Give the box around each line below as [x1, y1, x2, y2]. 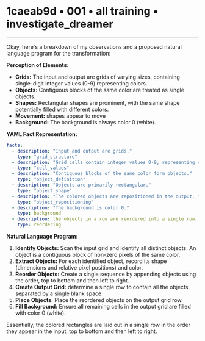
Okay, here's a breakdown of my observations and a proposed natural [6, 43, 182, 50]
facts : [6, 142, 23, 148]
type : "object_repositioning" [17, 199, 95, 205]
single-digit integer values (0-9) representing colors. [15, 79, 148, 87]
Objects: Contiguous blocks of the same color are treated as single [15, 86, 185, 93]
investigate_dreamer [6, 17, 114, 31]
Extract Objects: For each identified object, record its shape [15, 257, 167, 265]
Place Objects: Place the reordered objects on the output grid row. [15, 296, 183, 304]
